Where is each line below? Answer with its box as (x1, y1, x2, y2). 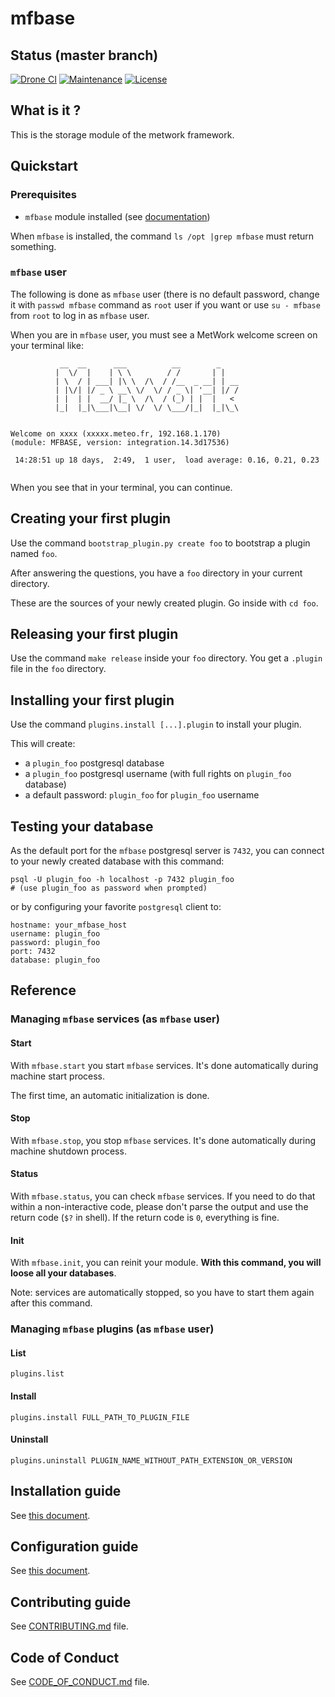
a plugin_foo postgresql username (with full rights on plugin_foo (24, 768, 292, 780)
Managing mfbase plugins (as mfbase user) (10, 1322, 215, 1336)
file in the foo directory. (10, 663, 107, 675)
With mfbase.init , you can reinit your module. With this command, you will (10, 1257, 322, 1269)
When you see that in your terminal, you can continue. (10, 481, 233, 493)
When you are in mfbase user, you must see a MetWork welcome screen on (10, 328, 318, 341)
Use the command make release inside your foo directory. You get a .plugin (10, 652, 323, 664)
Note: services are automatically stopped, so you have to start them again (10, 1287, 315, 1299)
